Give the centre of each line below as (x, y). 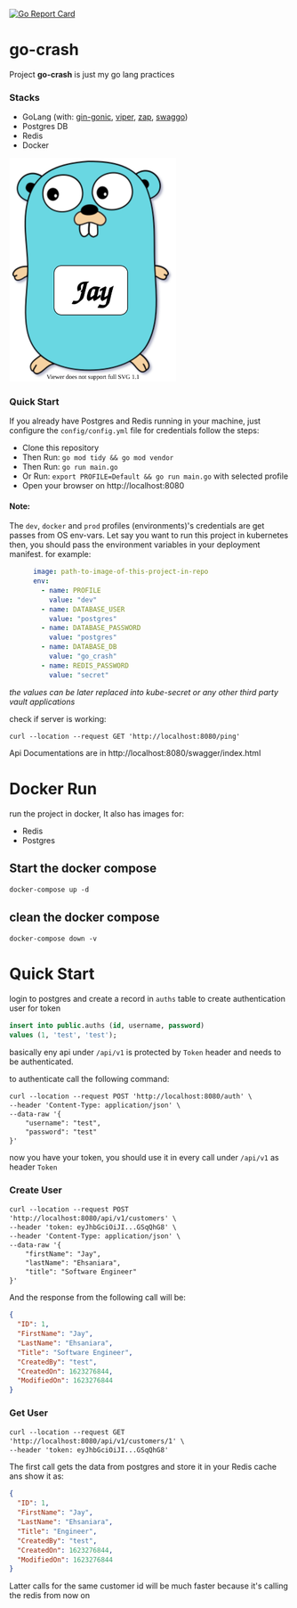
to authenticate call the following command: (89, 1079)
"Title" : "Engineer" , (57, 1531)
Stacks (24, 97)
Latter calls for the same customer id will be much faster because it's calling (149, 1586)
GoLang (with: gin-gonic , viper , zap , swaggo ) (105, 117)
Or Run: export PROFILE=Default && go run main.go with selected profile (155, 476)
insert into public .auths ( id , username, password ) (107, 1026)
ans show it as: (36, 1476)
